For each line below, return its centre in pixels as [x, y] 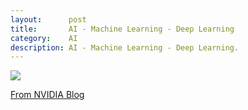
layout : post [48, 19]
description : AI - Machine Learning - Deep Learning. [125, 47]
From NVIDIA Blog [47, 95]
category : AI [44, 38]
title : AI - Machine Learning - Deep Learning [122, 29]
